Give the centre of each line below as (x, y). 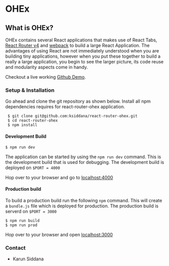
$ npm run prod (21, 225)
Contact (16, 248)
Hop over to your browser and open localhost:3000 (59, 234)
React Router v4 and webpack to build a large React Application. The (78, 45)
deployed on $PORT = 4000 (33, 167)
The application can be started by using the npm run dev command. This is (83, 157)
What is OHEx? (29, 28)
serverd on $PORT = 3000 (31, 211)
